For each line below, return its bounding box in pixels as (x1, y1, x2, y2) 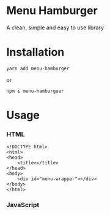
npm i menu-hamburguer (6, 88, 64, 94)
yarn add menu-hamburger (6, 65, 70, 71)
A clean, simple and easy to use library (6, 24, 104, 31)
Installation (6, 45, 65, 59)
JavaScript (6, 201, 40, 210)
